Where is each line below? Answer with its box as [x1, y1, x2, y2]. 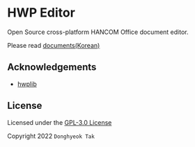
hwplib [17, 80, 37, 88]
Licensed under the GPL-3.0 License [7, 118, 112, 126]
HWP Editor [7, 5, 75, 21]
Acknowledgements [7, 61, 97, 73]
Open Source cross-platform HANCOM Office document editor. [7, 28, 189, 36]
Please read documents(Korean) [7, 41, 100, 49]
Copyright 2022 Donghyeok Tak [7, 132, 95, 140]
